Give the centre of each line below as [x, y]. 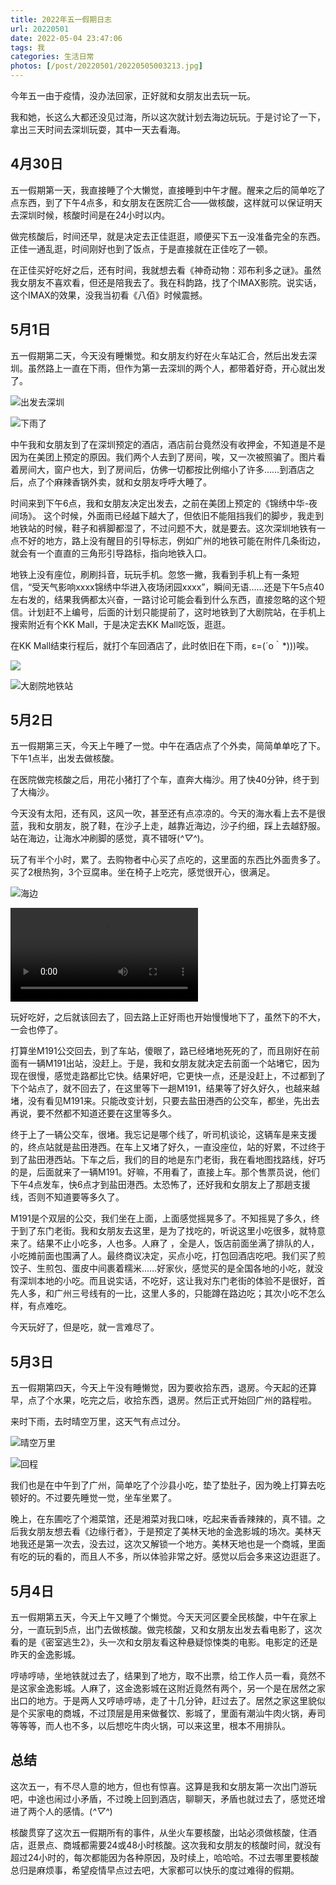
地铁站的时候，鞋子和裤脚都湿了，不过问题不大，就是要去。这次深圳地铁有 [163, 528]
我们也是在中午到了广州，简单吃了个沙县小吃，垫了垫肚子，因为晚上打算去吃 [168, 1485]
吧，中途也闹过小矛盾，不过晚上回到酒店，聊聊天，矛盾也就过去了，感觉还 [163, 1798]
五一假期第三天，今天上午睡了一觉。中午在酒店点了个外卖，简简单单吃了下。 [168, 746]
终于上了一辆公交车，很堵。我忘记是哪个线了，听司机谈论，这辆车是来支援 [163, 1135]
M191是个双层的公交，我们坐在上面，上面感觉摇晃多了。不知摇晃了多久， [161, 1218]
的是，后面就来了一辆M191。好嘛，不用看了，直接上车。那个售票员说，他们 [165, 1172]
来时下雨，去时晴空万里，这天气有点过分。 [98, 1422]
